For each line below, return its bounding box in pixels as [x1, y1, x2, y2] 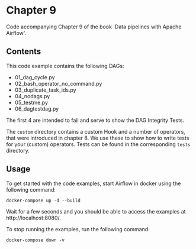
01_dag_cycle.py [14, 73, 55, 80]
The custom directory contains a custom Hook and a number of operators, [6, 128, 185, 135]
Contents [6, 47, 41, 57]
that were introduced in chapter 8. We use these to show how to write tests [6, 134, 189, 141]
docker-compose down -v [6, 237, 65, 243]
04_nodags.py [14, 92, 50, 99]
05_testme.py [14, 99, 49, 106]
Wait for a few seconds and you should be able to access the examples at [6, 208, 186, 215]
